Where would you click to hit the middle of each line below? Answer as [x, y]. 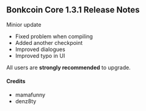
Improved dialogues [40, 49]
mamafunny [30, 95]
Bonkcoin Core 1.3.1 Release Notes [73, 10]
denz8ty [26, 101]
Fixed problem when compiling [54, 36]
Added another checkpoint [49, 42]
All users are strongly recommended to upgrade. [69, 67]
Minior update [24, 24]
